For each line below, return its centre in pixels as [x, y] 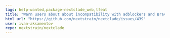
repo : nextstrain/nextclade [35, 28]
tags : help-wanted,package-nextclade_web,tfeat [56, 10]
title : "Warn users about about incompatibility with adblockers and [80, 14]
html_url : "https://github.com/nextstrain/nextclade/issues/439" [75, 19]
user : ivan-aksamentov [29, 23]
